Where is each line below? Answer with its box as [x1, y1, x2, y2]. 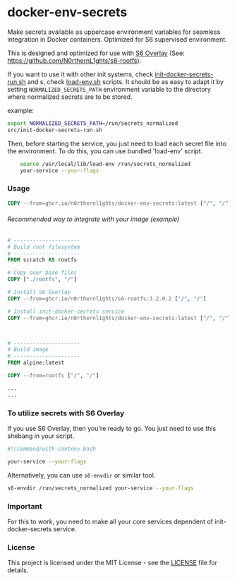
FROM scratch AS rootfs [7, 256, 78, 264]
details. [7, 566, 29, 574]
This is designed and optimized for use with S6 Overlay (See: [7, 49, 185, 57]
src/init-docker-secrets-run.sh [7, 126, 102, 134]
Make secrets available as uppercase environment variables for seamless [7, 28, 221, 36]
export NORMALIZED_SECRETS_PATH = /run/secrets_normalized [7, 119, 178, 127]
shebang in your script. [7, 432, 75, 440]
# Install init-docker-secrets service [7, 308, 125, 315]
